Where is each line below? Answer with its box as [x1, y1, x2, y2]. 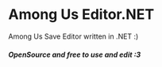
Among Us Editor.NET [8, 6, 155, 24]
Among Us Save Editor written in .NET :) [8, 32, 139, 41]
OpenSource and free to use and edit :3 [8, 50, 141, 59]
